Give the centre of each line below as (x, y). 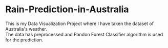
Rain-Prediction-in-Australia (67, 9)
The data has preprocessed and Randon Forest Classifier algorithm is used (84, 34)
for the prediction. (24, 40)
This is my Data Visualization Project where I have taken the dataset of (80, 23)
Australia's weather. (26, 29)
